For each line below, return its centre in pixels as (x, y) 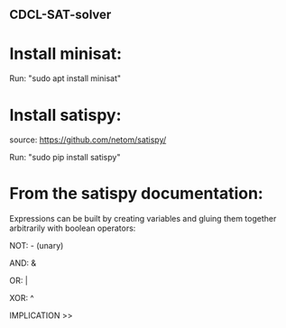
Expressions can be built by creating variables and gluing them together (143, 219)
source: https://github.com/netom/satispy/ (88, 140)
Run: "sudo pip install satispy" (65, 158)
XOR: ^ (22, 298)
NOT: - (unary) (37, 246)
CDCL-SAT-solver (60, 15)
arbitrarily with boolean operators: (73, 228)
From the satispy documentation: (136, 194)
